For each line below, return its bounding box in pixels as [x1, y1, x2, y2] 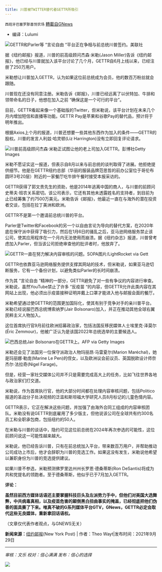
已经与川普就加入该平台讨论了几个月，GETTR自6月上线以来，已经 [19, 58, 150, 64]
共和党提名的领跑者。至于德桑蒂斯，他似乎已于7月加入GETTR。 [5, 471, 131, 477]
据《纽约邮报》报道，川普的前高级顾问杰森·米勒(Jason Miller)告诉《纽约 [5, 52, 148, 58]
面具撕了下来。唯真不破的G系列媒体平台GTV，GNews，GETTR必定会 [13, 504, 152, 510]
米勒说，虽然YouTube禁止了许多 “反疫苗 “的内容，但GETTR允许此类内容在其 [5, 284, 157, 289]
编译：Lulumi [12, 31, 39, 37]
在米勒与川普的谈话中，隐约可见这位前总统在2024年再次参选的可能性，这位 [5, 427, 155, 432]
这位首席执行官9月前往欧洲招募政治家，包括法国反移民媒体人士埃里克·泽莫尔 [5, 322, 157, 328]
